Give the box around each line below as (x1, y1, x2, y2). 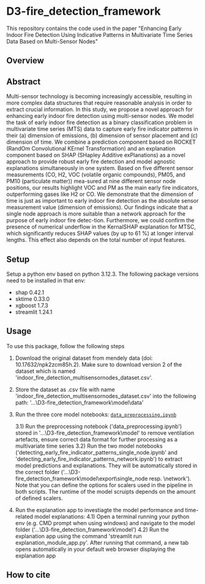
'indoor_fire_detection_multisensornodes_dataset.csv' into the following (15, 392, 196, 400)
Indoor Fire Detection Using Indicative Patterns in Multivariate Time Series (6, 31, 193, 38)
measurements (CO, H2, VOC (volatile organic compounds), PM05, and (6, 171, 185, 179)
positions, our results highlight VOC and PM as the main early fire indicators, (6, 184, 199, 192)
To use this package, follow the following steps (6, 342, 125, 349)
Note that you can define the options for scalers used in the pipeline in (15, 481, 193, 489)
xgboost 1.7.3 (15, 302, 48, 309)
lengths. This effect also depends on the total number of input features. (6, 236, 187, 244)
